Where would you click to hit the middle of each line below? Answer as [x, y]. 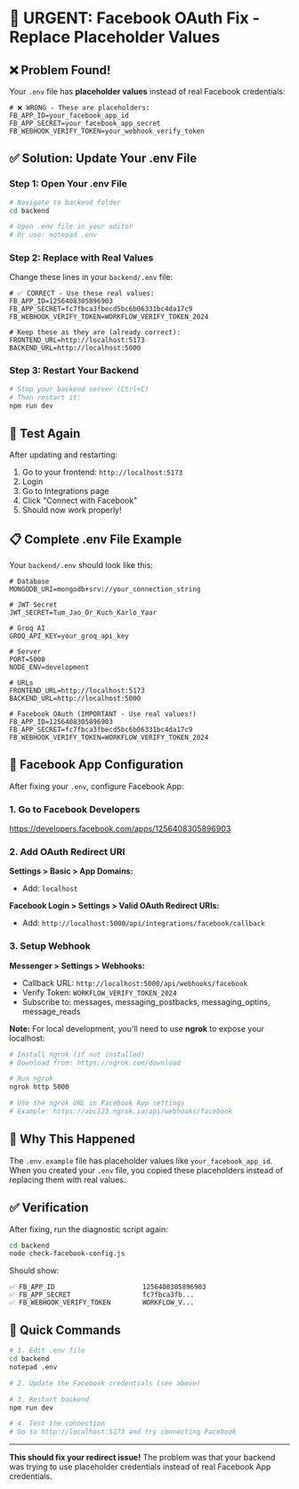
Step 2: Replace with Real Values [81, 258]
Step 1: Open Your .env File [68, 184]
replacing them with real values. [68, 1180]
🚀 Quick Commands [65, 1330]
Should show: [34, 1271]
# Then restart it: [45, 397]
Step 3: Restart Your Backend [74, 371]
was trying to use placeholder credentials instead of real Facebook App [140, 1467]
